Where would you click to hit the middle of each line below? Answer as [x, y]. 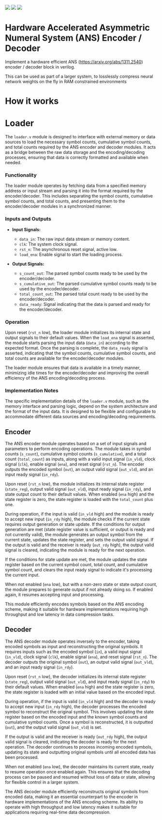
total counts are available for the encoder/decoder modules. [65, 358]
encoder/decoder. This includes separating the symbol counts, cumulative [79, 196]
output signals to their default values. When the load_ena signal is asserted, [80, 337]
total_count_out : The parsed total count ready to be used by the [84, 294]
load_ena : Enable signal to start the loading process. [71, 254]
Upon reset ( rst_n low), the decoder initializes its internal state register [75, 676]
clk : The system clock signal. [49, 244]
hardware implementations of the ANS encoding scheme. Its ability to [74, 802]
